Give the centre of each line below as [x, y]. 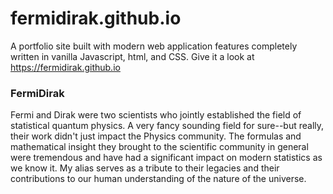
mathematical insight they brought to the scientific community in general [159, 147]
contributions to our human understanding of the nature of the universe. [158, 179]
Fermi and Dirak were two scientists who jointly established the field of [156, 115]
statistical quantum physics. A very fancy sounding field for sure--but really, [167, 126]
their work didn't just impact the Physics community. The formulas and [156, 136]
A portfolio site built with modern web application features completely [154, 46]
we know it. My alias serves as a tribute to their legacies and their [145, 168]
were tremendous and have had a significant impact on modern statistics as [166, 158]
